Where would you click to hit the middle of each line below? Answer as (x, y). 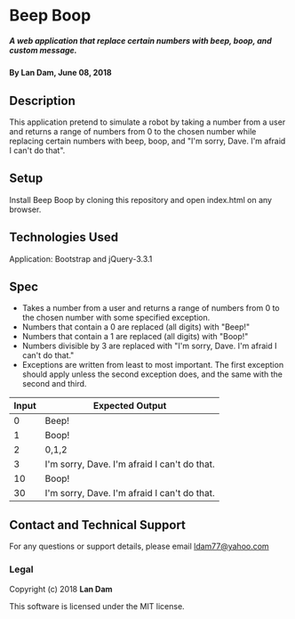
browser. (25, 209)
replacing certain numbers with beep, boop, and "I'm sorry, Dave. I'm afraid (147, 141)
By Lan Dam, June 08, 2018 (61, 73)
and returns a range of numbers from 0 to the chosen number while (133, 131)
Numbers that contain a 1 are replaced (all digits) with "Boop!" (135, 337)
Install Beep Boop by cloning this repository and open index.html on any (141, 200)
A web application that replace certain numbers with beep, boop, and (141, 40)
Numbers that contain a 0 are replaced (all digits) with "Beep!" (136, 327)
